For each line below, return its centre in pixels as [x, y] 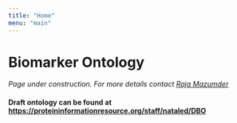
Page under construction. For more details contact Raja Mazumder [118, 84]
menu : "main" [30, 23]
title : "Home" [32, 15]
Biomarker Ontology [77, 62]
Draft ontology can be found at [60, 102]
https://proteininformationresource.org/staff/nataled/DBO [107, 111]
